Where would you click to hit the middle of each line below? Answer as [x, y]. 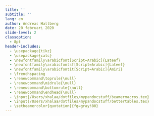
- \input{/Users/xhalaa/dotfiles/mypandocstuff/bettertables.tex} [79, 102]
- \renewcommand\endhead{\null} [43, 92]
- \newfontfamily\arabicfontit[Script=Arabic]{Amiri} [66, 70]
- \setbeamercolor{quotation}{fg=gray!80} [54, 106]
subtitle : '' [19, 14]
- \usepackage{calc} [31, 56]
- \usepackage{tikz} [31, 51]
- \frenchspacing [27, 74]
